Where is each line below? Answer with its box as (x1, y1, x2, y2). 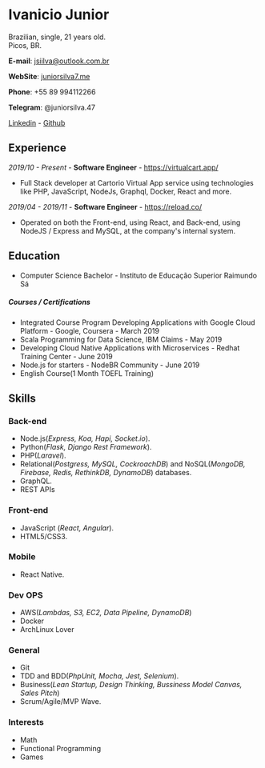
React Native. (19, 570, 65, 579)
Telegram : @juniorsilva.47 (8, 102, 96, 112)
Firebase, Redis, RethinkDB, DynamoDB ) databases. (19, 468, 192, 478)
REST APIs (19, 485, 55, 494)
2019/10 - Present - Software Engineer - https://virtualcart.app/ (8, 162, 219, 172)
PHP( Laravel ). (19, 450, 66, 461)
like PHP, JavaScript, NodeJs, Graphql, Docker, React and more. (19, 186, 232, 196)
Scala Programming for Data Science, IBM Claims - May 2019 (19, 334, 223, 344)
